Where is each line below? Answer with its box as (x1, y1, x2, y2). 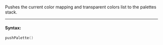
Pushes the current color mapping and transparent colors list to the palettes (5, 4, 157, 10)
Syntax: (5, 25, 21, 30)
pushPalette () (5, 36, 34, 41)
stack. (5, 9, 17, 15)
